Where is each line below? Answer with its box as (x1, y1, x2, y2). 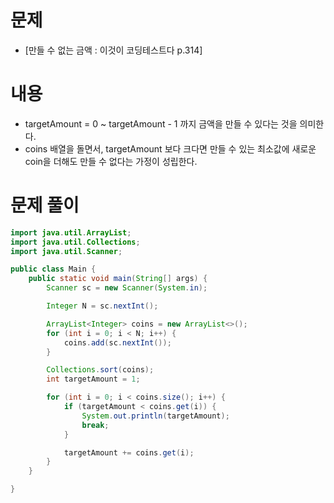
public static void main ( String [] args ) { (28, 274, 208, 284)
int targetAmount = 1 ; (46, 374, 141, 385)
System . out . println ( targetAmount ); (81, 411, 230, 421)
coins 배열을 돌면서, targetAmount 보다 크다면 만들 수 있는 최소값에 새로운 (24, 142, 317, 155)
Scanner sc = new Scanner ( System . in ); (46, 283, 208, 293)
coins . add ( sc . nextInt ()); (63, 337, 172, 348)
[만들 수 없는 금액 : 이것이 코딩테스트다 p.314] (24, 44, 203, 56)
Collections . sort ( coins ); (46, 365, 155, 375)
